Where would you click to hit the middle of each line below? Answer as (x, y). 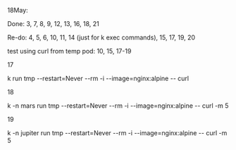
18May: (18, 10)
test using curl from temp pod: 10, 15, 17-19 (69, 51)
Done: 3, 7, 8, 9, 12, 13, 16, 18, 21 (54, 24)
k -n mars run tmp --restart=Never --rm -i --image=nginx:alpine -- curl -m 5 (118, 106)
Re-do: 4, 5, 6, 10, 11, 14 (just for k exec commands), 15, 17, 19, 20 (101, 37)
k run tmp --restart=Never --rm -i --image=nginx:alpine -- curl (98, 78)
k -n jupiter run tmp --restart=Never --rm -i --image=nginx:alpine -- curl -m (117, 133)
